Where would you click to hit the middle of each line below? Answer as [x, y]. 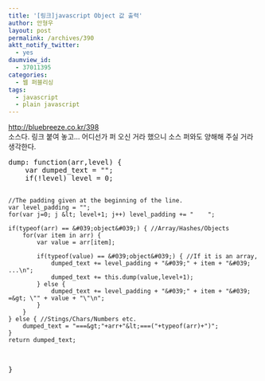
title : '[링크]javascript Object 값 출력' [76, 16]
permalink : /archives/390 [51, 38]
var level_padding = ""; [49, 208]
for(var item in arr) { [62, 236]
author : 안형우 [31, 23]
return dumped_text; [43, 340]
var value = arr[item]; [76, 243]
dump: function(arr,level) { [65, 163]
